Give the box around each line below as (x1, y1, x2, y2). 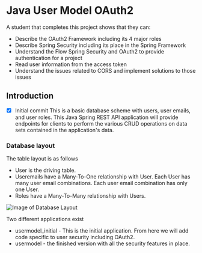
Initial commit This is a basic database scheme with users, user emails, (14, 106, 191, 114)
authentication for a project (14, 54, 83, 61)
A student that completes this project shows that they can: (6, 23, 151, 31)
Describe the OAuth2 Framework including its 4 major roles (14, 35, 162, 42)
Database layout (6, 141, 55, 150)
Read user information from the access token (14, 61, 127, 68)
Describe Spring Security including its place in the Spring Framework (14, 41, 186, 49)
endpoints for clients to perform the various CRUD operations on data (14, 120, 188, 127)
